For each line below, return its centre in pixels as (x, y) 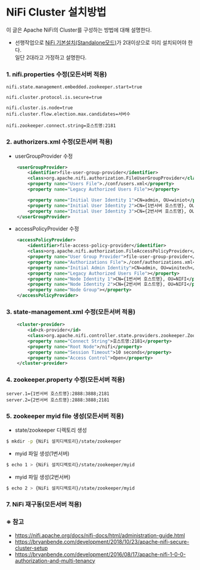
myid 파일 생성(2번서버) (43, 476)
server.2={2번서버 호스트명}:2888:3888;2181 (58, 400)
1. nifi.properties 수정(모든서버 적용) (57, 74)
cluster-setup (31, 548)
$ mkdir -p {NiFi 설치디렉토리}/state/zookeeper (64, 441)
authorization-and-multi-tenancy (55, 560)
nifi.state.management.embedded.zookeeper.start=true (74, 87)
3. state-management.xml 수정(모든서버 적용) (71, 312)
